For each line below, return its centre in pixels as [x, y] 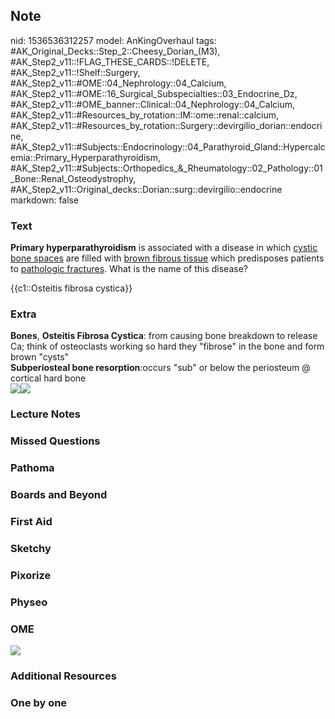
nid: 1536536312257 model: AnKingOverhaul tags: [113, 40]
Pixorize [31, 575]
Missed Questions [55, 441]
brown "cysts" [40, 357]
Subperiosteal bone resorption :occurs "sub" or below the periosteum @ [160, 368]
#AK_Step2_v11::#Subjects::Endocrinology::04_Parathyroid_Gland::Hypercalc [168, 146]
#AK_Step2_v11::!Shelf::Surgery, [75, 72]
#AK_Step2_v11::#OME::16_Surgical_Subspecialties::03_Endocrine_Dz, [154, 93]
